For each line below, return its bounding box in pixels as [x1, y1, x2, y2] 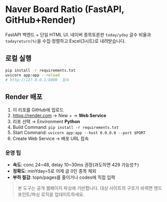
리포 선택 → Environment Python [12, 119, 80, 125]
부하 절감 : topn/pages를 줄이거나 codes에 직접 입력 [12, 174, 115, 180]
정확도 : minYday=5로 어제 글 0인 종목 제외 [12, 168, 97, 174]
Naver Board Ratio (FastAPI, [5, 4, 124, 15]
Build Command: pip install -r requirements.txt [12, 124, 119, 130]
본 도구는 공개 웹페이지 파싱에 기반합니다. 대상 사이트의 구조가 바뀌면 [17, 185, 153, 191]
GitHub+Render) [5, 14, 76, 26]
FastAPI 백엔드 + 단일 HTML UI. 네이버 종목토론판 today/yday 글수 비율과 [5, 31, 151, 37]
